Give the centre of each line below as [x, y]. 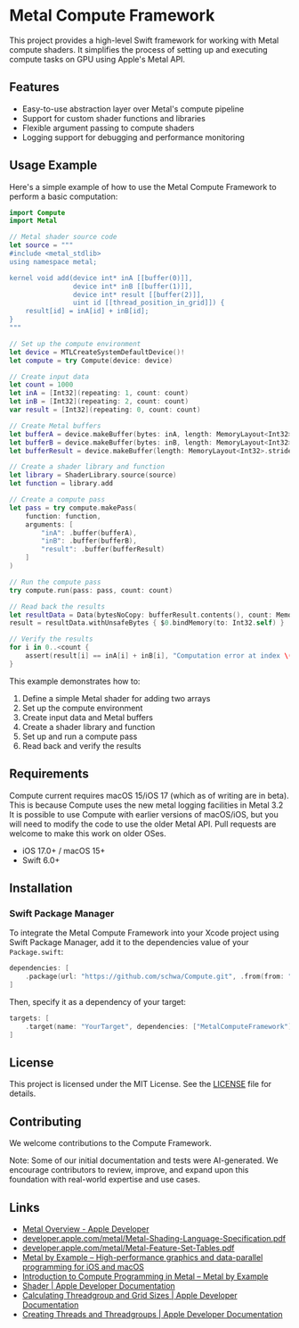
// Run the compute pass [55, 582]
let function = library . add [61, 484]
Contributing [45, 1121]
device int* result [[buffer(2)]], [138, 295]
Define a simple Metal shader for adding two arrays [116, 698]
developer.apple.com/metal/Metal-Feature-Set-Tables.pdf [128, 1248]
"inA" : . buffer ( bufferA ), [89, 533]
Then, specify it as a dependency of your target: [98, 1001]
